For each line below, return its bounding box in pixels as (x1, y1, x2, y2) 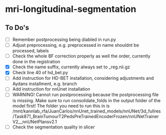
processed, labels (12, 48, 49, 54)
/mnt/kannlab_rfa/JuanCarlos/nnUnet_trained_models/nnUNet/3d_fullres (12, 108, 161, 114)
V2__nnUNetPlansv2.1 (12, 119, 57, 125)
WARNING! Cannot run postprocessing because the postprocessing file (12, 92, 159, 98)
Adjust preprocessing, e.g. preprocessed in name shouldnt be (12, 42, 139, 48)
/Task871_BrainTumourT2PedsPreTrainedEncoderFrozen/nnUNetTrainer (12, 113, 159, 119)
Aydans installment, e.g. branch (12, 81, 77, 87)
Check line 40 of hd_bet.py (12, 70, 68, 76)
